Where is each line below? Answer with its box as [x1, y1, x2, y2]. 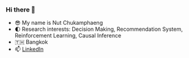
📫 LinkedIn [14, 45, 44, 53]
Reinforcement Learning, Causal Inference [14, 32, 122, 39]
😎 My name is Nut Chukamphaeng [14, 19, 103, 27]
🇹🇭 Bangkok [14, 39, 48, 46]
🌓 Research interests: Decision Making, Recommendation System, [14, 25, 183, 33]
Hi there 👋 [6, 5, 36, 14]
